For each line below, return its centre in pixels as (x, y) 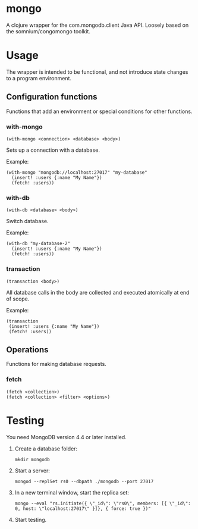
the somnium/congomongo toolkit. (48, 31)
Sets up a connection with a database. (53, 150)
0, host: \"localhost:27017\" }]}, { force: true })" (83, 508)
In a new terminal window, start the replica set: (72, 492)
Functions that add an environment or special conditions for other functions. (99, 111)
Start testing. (31, 519)
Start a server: (32, 470)
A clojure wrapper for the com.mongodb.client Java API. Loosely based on (98, 25)
